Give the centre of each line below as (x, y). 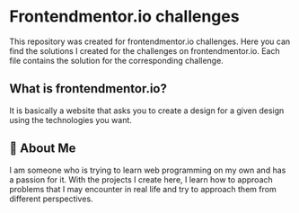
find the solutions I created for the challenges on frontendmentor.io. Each (145, 50)
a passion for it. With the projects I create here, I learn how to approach (141, 179)
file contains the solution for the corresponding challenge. (117, 60)
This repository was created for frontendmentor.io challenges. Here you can (150, 41)
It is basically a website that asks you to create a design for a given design (147, 111)
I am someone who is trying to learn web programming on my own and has (148, 170)
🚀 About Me (43, 149)
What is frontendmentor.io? (88, 89)
